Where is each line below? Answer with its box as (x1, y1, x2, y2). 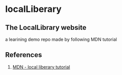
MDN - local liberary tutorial (12, 64, 70, 70)
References (5, 51, 42, 59)
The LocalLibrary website (5, 23, 87, 32)
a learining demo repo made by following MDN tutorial (5, 36, 117, 42)
